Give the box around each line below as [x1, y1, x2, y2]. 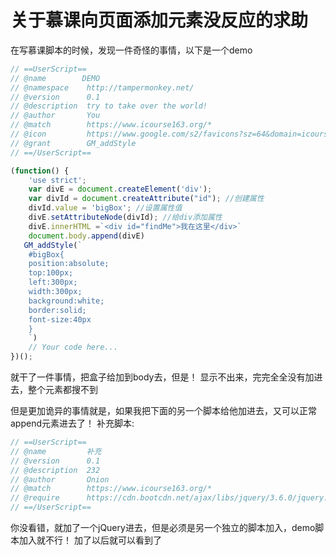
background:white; [28, 296, 105, 306]
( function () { [10, 166, 70, 176]
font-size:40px [28, 314, 92, 325]
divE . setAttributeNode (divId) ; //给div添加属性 [28, 212, 223, 223]
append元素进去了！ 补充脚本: [10, 417, 135, 430]
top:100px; [28, 268, 74, 278]
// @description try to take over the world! [10, 101, 208, 111]
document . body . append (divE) [28, 231, 145, 241]
